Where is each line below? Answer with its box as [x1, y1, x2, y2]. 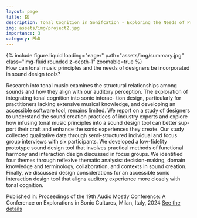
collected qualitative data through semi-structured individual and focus [6, 132, 178, 138]
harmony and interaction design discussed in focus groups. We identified [6, 151, 183, 157]
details [6, 206, 22, 212]
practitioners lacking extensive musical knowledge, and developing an [6, 101, 176, 107]
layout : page [6, 8, 38, 15]
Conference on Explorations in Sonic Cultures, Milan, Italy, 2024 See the [6, 199, 181, 206]
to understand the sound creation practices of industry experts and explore [6, 113, 188, 120]
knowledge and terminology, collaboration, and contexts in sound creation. [6, 163, 187, 170]
